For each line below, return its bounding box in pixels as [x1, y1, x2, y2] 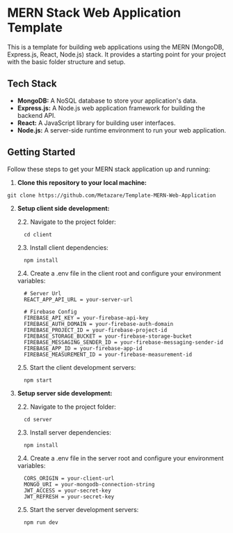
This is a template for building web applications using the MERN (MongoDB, [7, 43, 225, 51]
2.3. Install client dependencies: [17, 243, 109, 252]
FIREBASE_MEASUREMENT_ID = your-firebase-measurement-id [24, 351, 193, 358]
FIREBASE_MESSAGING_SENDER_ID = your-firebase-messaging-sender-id [24, 338, 224, 346]
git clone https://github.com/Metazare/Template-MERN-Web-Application [7, 192, 216, 199]
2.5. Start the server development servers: [17, 505, 139, 513]
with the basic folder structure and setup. [7, 57, 126, 66]
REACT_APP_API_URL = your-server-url [24, 296, 134, 303]
